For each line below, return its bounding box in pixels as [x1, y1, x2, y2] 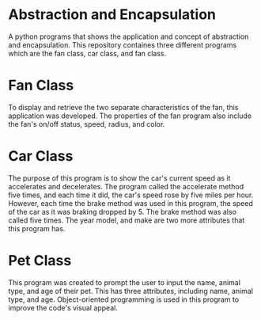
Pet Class [8, 252, 72, 269]
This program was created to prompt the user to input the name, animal [8, 277, 241, 287]
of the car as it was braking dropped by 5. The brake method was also [8, 207, 237, 216]
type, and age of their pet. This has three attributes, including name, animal [8, 286, 253, 295]
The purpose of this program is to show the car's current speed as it [8, 173, 231, 183]
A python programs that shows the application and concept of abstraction [8, 32, 249, 41]
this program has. [8, 223, 66, 233]
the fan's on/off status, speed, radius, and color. [8, 119, 165, 128]
